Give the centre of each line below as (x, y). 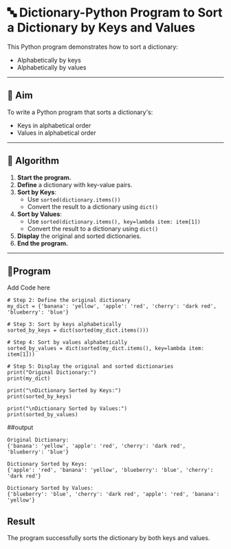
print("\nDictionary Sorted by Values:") (67, 409)
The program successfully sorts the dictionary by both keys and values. (109, 538)
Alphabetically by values (52, 67)
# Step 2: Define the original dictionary (69, 301)
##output (20, 427)
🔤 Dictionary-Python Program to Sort (115, 13)
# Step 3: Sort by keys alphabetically (64, 325)
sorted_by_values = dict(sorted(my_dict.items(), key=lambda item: (106, 349)
